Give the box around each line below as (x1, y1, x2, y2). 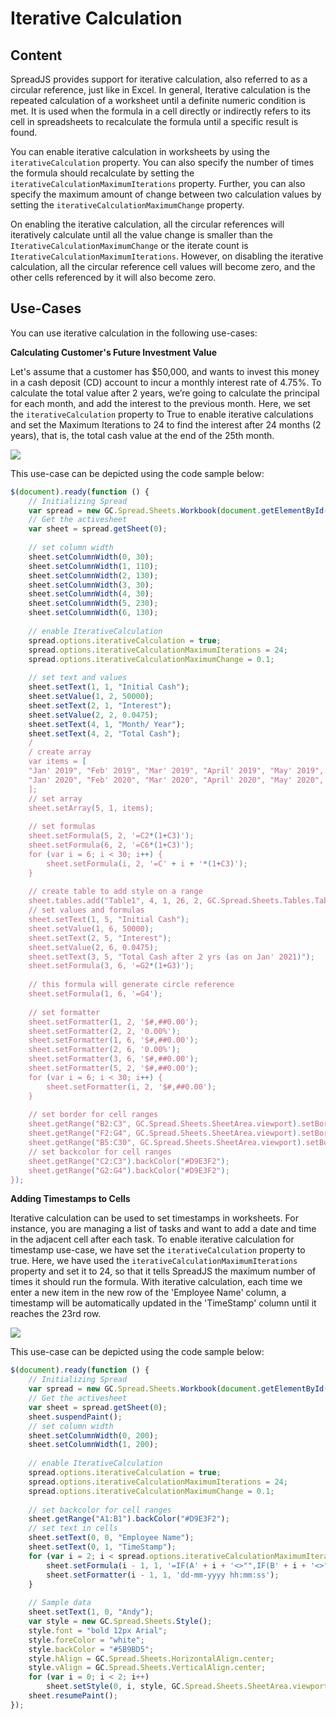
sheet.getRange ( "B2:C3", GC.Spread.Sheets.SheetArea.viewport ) (28, 1119, 298, 1129)
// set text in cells (28, 1523, 118, 1534)
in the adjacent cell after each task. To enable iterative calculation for (10, 1233, 295, 1246)
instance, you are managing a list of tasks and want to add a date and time (10, 1223, 317, 1235)
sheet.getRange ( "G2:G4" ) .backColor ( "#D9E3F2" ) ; (28, 1165, 230, 1176)
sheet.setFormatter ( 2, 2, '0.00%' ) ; (28, 1026, 182, 1036)
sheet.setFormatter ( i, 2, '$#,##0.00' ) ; (46, 1082, 217, 1092)
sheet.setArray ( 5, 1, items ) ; (28, 803, 155, 813)
